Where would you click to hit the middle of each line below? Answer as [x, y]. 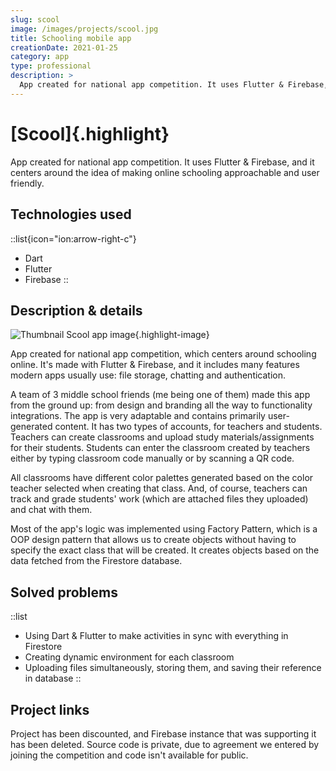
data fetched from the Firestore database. [96, 561]
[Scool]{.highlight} [90, 133]
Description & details [76, 310]
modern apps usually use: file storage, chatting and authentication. [148, 375]
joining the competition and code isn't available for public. [129, 755]
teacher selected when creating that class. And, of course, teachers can [159, 488]
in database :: [53, 678]
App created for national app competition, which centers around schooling [163, 354]
